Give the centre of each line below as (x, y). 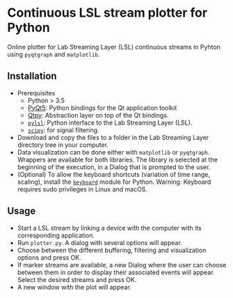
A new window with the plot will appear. (74, 287)
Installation (32, 76)
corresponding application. (56, 235)
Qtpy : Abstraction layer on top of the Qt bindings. (98, 115)
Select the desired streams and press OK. (77, 279)
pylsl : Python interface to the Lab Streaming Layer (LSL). (110, 123)
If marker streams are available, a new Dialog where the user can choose (122, 265)
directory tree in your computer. (63, 145)
